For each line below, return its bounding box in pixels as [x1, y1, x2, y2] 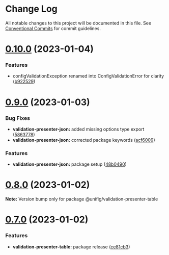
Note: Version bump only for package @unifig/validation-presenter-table [5, 196, 158, 202]
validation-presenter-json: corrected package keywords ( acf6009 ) [12, 137, 155, 143]
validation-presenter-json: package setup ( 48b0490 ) [12, 161, 127, 167]
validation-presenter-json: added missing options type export [12, 126, 145, 132]
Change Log [5, 3, 58, 15]
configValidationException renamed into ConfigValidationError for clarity [12, 73, 164, 79]
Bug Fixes [5, 114, 31, 121]
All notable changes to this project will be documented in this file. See [5, 20, 152, 26]
